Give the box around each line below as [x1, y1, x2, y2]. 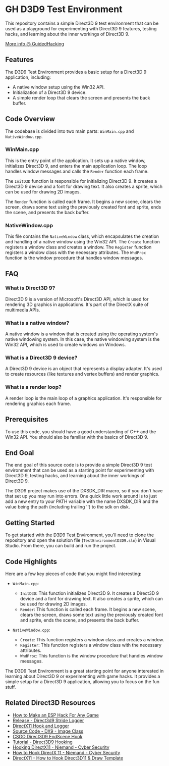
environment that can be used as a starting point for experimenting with [5, 467, 154, 473]
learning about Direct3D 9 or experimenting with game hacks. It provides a [5, 673, 160, 679]
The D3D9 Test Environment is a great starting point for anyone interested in [5, 668, 164, 674]
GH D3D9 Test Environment [5, 4, 123, 15]
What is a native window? [5, 319, 70, 326]
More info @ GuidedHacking [5, 40, 65, 46]
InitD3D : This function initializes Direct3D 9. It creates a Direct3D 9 [20, 590, 159, 596]
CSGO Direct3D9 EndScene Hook [12, 733, 83, 739]
